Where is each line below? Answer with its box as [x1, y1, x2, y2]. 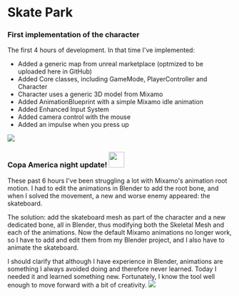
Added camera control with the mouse [17, 113, 131, 121]
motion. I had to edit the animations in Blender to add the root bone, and [7, 183, 219, 193]
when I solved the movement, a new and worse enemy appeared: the [7, 191, 210, 200]
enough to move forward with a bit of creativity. [7, 280, 148, 289]
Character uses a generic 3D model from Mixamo [17, 90, 163, 98]
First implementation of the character [7, 30, 140, 40]
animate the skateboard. [7, 243, 79, 252]
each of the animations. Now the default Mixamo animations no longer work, [7, 228, 232, 236]
